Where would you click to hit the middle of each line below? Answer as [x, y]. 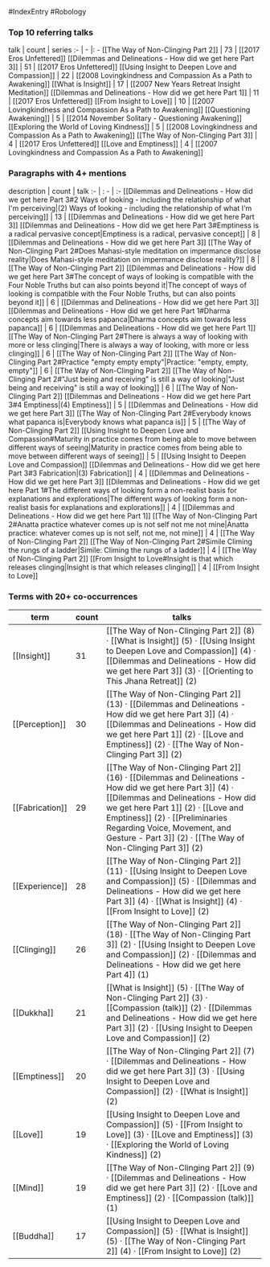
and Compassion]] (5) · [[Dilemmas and [181, 881]
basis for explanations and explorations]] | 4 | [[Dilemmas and [132, 507]
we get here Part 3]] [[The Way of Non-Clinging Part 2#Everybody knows [130, 413]
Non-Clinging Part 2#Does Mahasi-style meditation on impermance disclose [135, 251]
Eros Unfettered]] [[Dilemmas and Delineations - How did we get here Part [131, 59]
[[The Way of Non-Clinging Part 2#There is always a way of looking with [128, 336]
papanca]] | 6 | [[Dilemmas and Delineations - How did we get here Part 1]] [132, 327]
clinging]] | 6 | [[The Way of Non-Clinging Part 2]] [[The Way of [113, 353]
